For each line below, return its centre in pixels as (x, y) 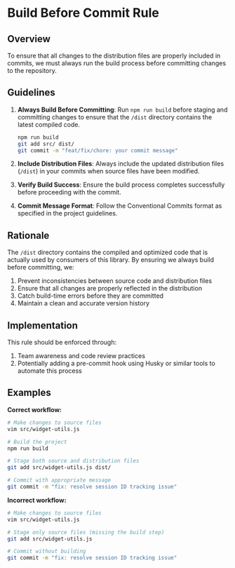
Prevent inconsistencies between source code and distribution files (115, 281)
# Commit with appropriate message (59, 480)
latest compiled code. (49, 124)
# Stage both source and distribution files (73, 461)
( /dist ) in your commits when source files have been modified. (108, 171)
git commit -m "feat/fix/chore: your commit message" (98, 150)
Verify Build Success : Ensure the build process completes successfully (121, 185)
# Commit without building (47, 552)
